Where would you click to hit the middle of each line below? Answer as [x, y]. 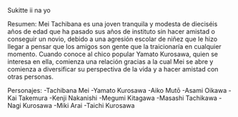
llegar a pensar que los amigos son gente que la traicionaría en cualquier [114, 46]
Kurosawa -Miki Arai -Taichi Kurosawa [79, 105]
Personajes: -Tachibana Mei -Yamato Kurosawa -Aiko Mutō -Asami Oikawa [117, 90]
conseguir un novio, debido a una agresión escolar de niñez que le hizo [113, 39]
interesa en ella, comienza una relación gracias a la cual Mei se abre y [110, 62]
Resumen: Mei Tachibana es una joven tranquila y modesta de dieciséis [113, 24]
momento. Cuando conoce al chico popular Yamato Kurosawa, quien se [113, 54]
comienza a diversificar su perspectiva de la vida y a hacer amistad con [113, 69]
